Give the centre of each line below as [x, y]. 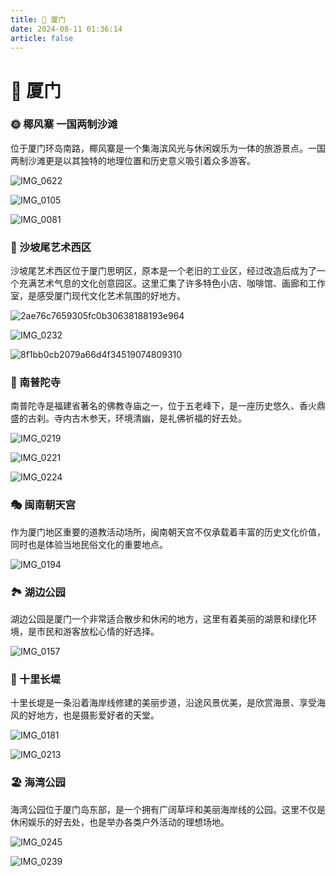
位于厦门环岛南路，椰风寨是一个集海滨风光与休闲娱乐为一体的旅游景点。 [159, 148]
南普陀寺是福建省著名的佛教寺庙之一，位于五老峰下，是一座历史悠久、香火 [163, 406]
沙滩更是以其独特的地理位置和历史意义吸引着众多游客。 [141, 160]
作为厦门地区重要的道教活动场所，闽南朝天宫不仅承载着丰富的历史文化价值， [168, 532]
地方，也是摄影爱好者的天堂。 [98, 715]
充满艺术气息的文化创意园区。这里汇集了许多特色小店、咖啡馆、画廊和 [163, 283]
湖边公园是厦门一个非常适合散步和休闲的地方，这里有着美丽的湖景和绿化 [159, 619]
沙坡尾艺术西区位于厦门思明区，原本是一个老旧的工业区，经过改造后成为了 [163, 271]
